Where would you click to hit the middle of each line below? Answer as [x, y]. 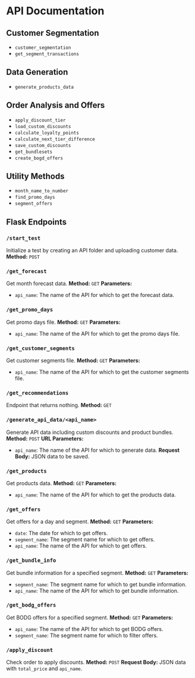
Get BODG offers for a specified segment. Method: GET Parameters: [90, 617]
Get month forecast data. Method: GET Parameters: [69, 283]
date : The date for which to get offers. [61, 533]
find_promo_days [35, 198]
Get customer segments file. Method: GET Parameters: [73, 361]
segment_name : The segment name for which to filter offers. [87, 635]
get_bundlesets [34, 152]
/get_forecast [26, 271]
